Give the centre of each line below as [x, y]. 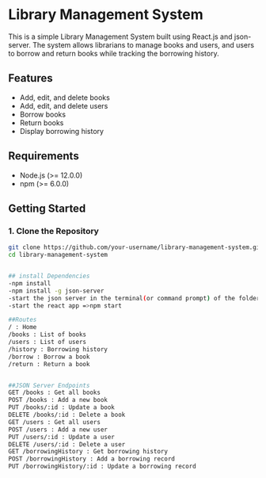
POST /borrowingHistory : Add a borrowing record [92, 459]
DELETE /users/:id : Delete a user [67, 444]
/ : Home [23, 327]
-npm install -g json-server [56, 291]
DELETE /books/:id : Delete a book [67, 415]
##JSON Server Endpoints [49, 385]
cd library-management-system [58, 255]
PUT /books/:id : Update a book [61, 407]
